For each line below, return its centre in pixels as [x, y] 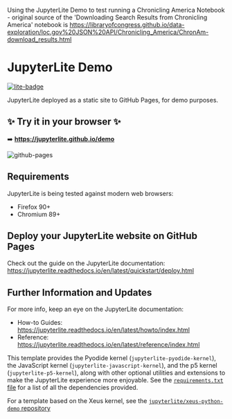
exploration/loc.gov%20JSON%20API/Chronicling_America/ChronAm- [108, 32]
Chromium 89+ [39, 214]
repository [36, 409]
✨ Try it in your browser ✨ [64, 122]
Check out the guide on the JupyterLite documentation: [86, 263]
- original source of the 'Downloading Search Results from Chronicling [107, 17]
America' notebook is [38, 25]
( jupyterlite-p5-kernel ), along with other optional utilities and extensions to [116, 373]
